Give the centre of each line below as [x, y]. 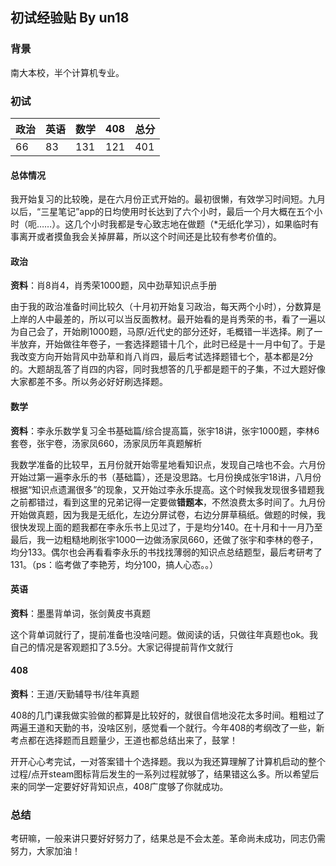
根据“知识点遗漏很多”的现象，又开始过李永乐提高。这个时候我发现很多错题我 [167, 489]
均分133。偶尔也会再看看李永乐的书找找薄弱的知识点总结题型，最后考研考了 [166, 552]
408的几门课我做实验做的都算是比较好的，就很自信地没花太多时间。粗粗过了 [167, 715]
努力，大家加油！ [45, 851]
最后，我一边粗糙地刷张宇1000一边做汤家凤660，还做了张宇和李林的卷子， [164, 539]
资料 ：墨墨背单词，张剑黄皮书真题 [80, 613]
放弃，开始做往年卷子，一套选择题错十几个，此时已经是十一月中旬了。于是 [172, 344]
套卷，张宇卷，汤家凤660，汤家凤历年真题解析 [106, 443]
